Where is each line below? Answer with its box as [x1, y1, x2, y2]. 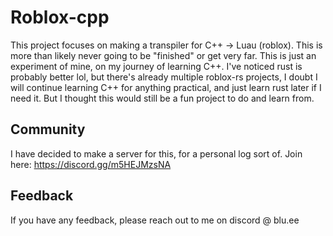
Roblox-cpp [10, 6, 110, 29]
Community [10, 121, 86, 138]
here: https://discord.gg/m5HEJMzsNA [10, 158, 172, 170]
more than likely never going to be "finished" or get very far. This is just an [10, 49, 317, 61]
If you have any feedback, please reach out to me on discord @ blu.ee [10, 214, 300, 226]
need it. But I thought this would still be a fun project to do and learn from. [10, 92, 315, 104]
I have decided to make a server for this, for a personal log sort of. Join [10, 147, 303, 160]
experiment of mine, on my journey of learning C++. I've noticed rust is [10, 60, 303, 72]
